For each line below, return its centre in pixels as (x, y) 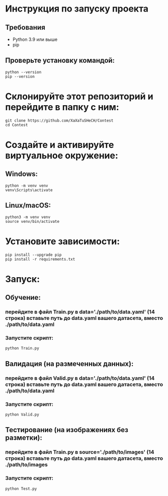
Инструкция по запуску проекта (77, 9)
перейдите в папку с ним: (62, 107)
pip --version (20, 76)
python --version (23, 72)
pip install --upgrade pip (33, 255)
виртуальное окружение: (62, 155)
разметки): (24, 438)
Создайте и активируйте (60, 145)
